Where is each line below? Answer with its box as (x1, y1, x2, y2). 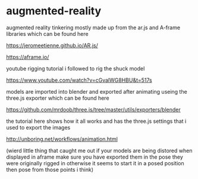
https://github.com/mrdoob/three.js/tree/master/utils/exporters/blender (6, 106, 181, 113)
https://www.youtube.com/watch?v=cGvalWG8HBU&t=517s (6, 76, 153, 84)
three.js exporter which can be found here (6, 94, 109, 101)
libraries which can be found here (6, 30, 89, 37)
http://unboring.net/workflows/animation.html (6, 135, 118, 143)
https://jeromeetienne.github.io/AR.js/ (6, 42, 98, 49)
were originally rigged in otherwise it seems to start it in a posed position (6, 159, 184, 166)
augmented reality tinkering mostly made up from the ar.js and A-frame (6, 24, 180, 31)
